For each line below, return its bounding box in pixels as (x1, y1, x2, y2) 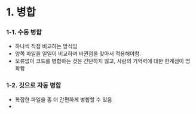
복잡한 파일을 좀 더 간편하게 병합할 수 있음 (14, 96, 112, 103)
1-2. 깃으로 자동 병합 (6, 81, 62, 90)
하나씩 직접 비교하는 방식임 (14, 43, 78, 50)
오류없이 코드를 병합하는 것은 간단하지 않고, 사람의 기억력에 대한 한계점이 (14, 58, 184, 65)
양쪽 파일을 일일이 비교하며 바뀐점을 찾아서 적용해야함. (14, 50, 142, 57)
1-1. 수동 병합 (6, 28, 42, 36)
